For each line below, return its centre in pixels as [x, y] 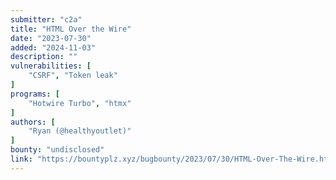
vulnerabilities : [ [51, 66]
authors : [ [33, 122]
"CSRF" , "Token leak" [73, 76]
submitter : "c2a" [46, 19]
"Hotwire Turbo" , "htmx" [80, 103]
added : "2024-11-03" [53, 47]
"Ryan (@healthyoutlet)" [80, 131]
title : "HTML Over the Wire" [71, 29]
